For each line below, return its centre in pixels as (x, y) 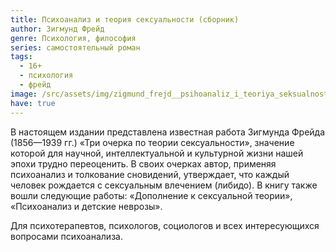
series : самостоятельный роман (75, 47)
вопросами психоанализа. (66, 236)
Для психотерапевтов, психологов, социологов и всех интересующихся (165, 225)
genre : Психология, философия (73, 38)
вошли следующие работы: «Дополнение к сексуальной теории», (151, 195)
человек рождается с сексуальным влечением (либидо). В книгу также (164, 185)
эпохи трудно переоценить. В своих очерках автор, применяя (143, 163)
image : (24, 94)
